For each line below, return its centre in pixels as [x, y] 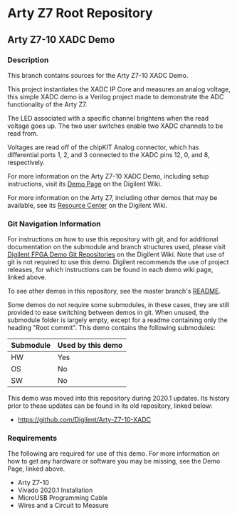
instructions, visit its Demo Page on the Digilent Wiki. [85, 184]
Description [28, 60]
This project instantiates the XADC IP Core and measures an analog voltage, [119, 89]
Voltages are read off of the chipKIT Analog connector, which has [103, 147]
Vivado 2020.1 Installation [55, 490]
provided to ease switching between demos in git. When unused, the [108, 313]
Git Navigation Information [54, 224]
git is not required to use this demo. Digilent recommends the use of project [118, 262]
